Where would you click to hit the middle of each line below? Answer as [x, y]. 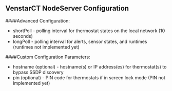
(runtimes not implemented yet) [46, 47]
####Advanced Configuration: [38, 20]
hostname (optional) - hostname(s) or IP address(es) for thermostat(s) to [90, 66]
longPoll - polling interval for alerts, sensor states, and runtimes [80, 41]
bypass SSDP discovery [38, 72]
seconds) [23, 36]
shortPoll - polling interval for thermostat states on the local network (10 [89, 31]
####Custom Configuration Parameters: [48, 57]
